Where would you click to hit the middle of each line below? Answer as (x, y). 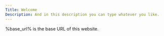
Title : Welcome (21, 10)
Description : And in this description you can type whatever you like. (82, 14)
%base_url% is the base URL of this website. (52, 28)
